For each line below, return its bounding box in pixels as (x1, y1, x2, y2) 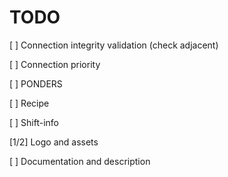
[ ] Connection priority (9, 58, 101, 70)
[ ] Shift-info (9, 116, 60, 128)
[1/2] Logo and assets (9, 136, 99, 148)
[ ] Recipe (9, 97, 50, 109)
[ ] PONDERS (9, 77, 63, 90)
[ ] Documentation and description (9, 155, 151, 167)
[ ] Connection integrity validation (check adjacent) (9, 39, 219, 51)
